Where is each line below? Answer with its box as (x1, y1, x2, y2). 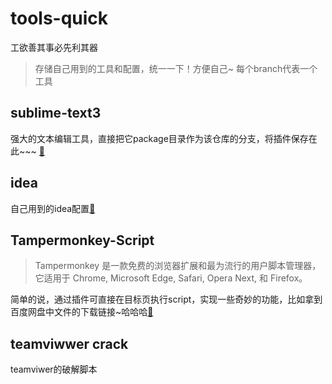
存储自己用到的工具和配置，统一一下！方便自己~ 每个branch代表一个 (34, 62, 318, 74)
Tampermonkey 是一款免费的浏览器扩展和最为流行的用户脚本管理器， (34, 260, 322, 272)
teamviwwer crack (10, 335, 129, 352)
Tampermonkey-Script (10, 232, 155, 249)
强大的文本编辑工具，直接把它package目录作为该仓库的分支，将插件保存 (10, 132, 309, 144)
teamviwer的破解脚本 (10, 363, 98, 376)
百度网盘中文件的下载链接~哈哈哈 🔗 (10, 306, 154, 318)
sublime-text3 (10, 105, 102, 122)
